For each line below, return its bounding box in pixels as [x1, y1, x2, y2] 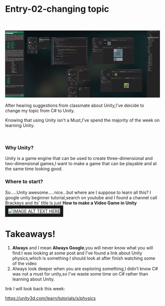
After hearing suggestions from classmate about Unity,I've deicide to [5, 102, 144, 108]
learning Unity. [5, 122, 35, 128]
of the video [12, 260, 37, 266]
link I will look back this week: [5, 285, 65, 291]
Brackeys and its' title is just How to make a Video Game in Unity [5, 200, 137, 206]
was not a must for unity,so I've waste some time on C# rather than [12, 271, 148, 276]
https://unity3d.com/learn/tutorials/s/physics [5, 295, 96, 301]
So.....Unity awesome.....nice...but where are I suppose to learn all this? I [5, 189, 151, 195]
